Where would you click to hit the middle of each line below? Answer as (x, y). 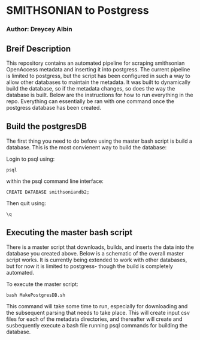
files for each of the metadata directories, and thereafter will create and (94, 319)
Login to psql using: (31, 159)
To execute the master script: (43, 284)
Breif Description (39, 49)
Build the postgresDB (46, 127)
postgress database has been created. (54, 107)
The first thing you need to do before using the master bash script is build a (99, 141)
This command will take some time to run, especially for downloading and (97, 306)
